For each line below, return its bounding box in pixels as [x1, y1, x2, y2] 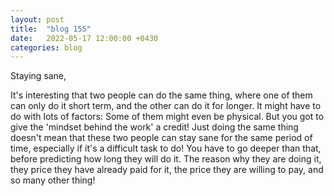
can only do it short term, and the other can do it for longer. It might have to [10, 100, 322, 112]
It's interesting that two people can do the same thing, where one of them [10, 89, 313, 101]
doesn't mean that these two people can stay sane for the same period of [10, 132, 313, 144]
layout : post [10, 14, 65, 25]
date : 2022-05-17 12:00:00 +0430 [10, 33, 159, 43]
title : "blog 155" [10, 24, 92, 34]
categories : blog [10, 42, 83, 53]
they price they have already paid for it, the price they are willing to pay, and [10, 164, 324, 176]
